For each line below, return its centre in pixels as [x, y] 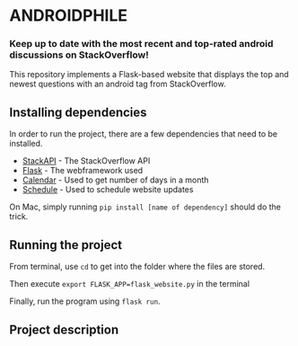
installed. [26, 144]
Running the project [66, 245]
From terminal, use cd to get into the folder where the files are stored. [137, 267]
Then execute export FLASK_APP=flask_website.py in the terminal [129, 284]
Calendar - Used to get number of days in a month [115, 180]
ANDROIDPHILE [69, 16]
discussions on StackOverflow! [79, 55]
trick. [19, 217]
